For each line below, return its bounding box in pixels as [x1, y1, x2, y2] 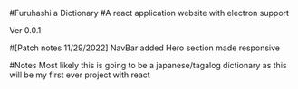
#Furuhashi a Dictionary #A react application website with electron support [9, 8, 290, 18]
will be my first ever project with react [9, 69, 151, 80]
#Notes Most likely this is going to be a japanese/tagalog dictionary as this [9, 60, 287, 70]
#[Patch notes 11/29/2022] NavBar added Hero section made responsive [9, 42, 281, 53]
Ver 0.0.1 [9, 25, 42, 35]
